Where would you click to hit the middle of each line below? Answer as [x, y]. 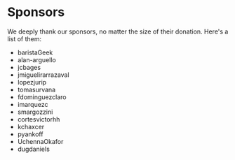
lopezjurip [32, 82]
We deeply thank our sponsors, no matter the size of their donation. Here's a [118, 31]
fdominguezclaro [42, 97]
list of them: [25, 38]
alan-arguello [36, 59]
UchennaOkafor [40, 141]
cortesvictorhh [39, 119]
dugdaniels [34, 149]
